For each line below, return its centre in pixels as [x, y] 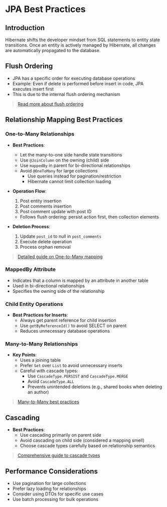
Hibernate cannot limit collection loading [69, 181]
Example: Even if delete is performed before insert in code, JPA [78, 83]
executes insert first [33, 89]
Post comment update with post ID [56, 211]
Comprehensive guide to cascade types [59, 455]
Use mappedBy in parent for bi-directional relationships [75, 165]
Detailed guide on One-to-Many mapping [60, 256]
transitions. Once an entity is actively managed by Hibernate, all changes [81, 45]
